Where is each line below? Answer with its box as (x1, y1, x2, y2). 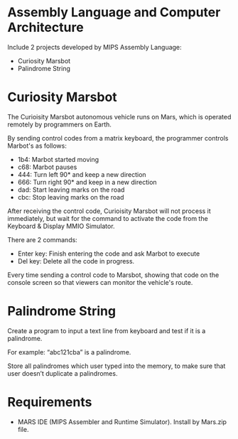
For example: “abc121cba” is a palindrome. (7, 347, 131, 356)
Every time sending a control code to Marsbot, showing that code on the (7, 271, 220, 279)
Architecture (7, 19, 84, 36)
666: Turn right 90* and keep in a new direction (17, 178, 158, 186)
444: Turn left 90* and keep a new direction (17, 170, 147, 178)
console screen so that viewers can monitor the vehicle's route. (7, 278, 193, 286)
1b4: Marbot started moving (17, 155, 99, 163)
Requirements (7, 394, 92, 410)
